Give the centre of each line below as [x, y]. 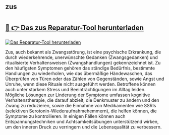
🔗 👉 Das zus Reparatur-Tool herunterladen [74, 27]
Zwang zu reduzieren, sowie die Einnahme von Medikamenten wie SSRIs [81, 106]
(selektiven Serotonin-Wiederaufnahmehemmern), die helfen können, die [81, 111]
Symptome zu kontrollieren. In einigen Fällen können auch [65, 116]
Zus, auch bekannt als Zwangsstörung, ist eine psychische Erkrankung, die [83, 52]
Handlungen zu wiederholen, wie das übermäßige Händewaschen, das [79, 73]
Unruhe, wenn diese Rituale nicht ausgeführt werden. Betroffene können [80, 84]
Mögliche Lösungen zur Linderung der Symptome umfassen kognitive [78, 95]
